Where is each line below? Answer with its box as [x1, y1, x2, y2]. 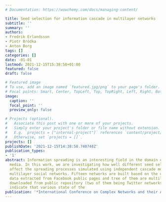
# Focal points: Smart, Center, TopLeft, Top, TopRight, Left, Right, [5, 89, 154, 94]
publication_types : [5, 148, 45, 153]
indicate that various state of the [9, 185, 85, 190]
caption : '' [9, 98, 35, 103]
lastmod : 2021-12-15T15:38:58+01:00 [5, 62, 81, 67]
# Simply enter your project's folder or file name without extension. [5, 126, 161, 131]
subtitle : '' [5, 21, 32, 26]
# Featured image [5, 80, 41, 85]
